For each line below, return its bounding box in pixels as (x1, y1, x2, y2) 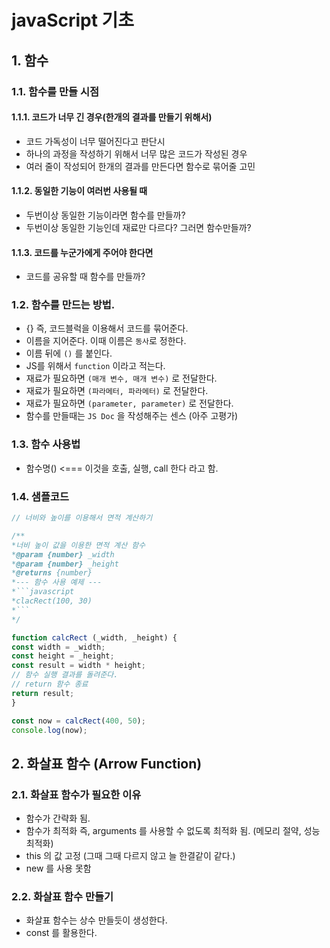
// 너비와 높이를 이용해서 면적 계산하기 (11, 513, 153, 523)
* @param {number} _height (11, 559, 119, 569)
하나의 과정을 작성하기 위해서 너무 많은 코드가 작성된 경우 (25, 147, 248, 160)
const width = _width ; (11, 642, 106, 652)
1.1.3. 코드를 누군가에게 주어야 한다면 (11, 246, 154, 258)
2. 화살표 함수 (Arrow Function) (11, 755, 203, 772)
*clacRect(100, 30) (11, 596, 93, 606)
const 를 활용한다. (25, 927, 98, 939)
